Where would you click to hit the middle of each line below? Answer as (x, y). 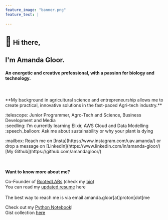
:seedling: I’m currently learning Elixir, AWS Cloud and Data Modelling (77, 126)
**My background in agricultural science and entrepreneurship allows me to (84, 100)
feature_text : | (22, 15)
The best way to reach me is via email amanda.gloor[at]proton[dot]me (77, 198)
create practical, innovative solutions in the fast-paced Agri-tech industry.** (83, 105)
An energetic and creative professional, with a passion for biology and (80, 73)
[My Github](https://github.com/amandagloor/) (53, 152)
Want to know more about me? (38, 172)
